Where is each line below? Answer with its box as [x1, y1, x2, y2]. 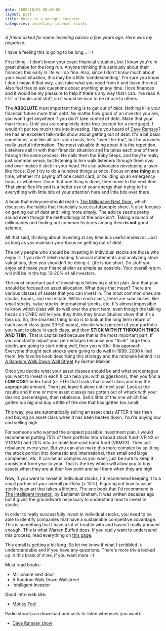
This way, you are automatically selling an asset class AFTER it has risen [5, 409, 152, 415]
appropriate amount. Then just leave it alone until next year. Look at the [5, 384, 150, 390]
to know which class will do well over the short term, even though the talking [5, 306, 161, 312]
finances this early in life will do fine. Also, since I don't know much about [5, 70, 155, 76]
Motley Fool [12, 601, 37, 607]
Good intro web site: [5, 592, 46, 597]
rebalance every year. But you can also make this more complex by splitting [5, 445, 159, 451]
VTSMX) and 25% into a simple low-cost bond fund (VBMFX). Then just [5, 440, 151, 446]
